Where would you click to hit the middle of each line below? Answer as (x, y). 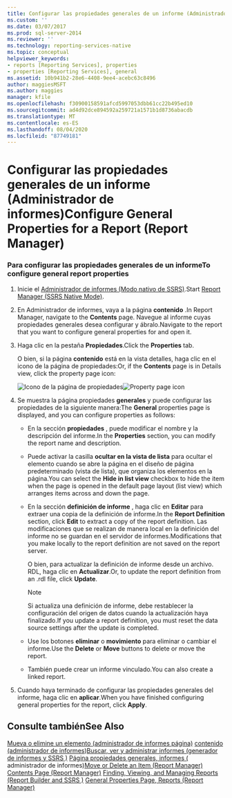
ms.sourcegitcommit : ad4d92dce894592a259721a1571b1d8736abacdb (100, 110)
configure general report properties (68, 274)
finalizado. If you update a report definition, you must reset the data (123, 620)
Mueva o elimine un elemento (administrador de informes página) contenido (115, 743)
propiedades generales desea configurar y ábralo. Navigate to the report (119, 324)
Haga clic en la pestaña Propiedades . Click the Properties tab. (106, 345)
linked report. (46, 676)
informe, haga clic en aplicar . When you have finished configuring (110, 697)
